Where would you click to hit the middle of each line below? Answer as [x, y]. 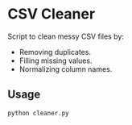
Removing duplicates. [55, 52]
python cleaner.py [38, 113]
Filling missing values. [56, 60]
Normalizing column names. [66, 69]
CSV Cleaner [52, 14]
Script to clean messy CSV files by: [66, 36]
